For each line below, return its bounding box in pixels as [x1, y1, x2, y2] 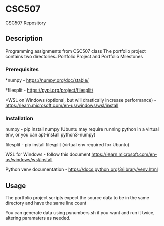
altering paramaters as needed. [5, 215, 71, 221]
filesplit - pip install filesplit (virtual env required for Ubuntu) [5, 142, 130, 148]
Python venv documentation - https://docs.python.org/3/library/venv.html [5, 166, 158, 172]
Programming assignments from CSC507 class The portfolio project [5, 48, 146, 54]
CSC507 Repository [5, 20, 46, 26]
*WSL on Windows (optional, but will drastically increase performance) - [5, 97, 156, 103]
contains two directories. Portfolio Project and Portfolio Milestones [5, 53, 143, 59]
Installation [5, 115, 34, 122]
